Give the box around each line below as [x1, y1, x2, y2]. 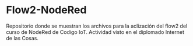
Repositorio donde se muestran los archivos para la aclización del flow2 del [6, 22, 188, 29]
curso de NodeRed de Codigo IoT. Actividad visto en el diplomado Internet [6, 28, 185, 35]
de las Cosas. [6, 34, 39, 41]
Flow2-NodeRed [6, 3, 87, 17]
